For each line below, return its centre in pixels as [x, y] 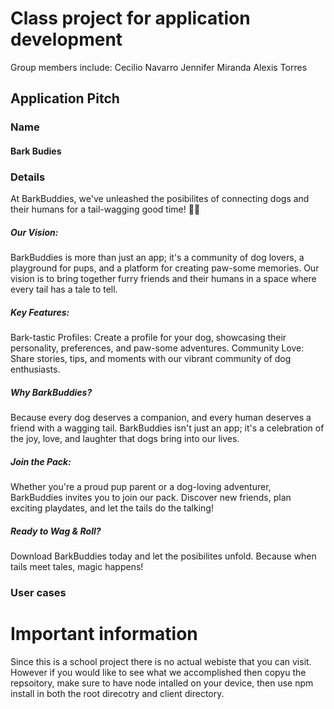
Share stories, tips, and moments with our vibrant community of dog [151, 359]
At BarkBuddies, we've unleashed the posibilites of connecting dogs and [160, 199]
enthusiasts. [35, 369]
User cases [38, 592]
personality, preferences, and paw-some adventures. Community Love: [157, 348]
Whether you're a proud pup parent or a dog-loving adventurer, [141, 487]
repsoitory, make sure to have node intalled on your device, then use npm [162, 683]
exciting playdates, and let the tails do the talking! [112, 508]
